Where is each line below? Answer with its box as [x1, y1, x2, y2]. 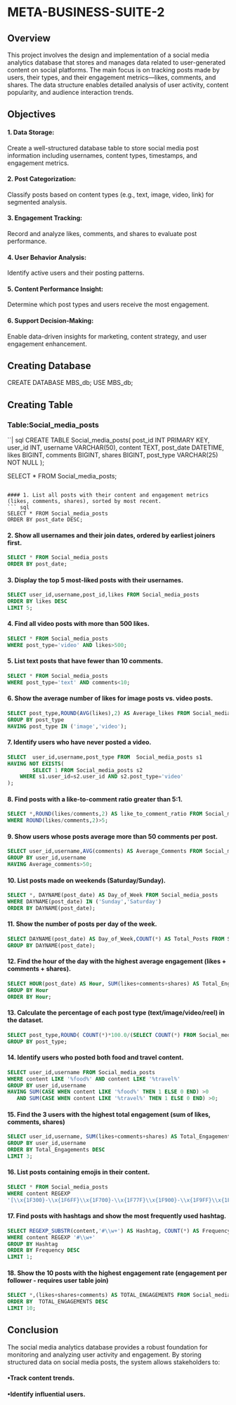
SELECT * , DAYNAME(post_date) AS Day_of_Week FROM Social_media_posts [7, 891, 218, 899]
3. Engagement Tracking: [7, 214, 83, 222]
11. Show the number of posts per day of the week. [7, 920, 157, 928]
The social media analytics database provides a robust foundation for [7, 1342, 208, 1351]
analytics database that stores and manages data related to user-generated [7, 58, 226, 67]
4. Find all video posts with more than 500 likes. [7, 620, 150, 628]
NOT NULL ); [7, 458, 44, 467]
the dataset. [7, 1016, 44, 1024]
